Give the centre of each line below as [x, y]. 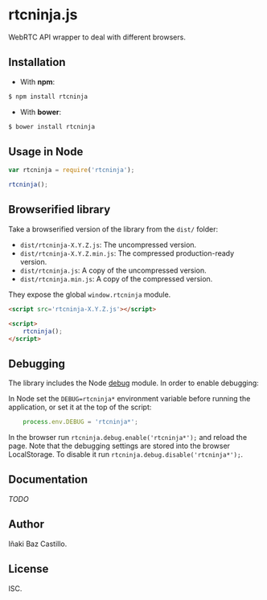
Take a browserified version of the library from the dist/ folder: [113, 229]
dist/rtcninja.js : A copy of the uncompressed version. [113, 270]
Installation [37, 62]
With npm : [37, 81]
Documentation [48, 480]
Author [26, 524]
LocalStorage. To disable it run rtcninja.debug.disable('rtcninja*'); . [126, 454]
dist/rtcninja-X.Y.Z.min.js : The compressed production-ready [127, 253]
